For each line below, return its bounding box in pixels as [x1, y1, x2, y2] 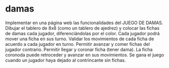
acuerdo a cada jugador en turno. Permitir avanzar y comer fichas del [5, 41, 150, 47]
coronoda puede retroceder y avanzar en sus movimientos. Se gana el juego [5, 51, 164, 58]
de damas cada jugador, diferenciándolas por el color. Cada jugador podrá [5, 30, 160, 36]
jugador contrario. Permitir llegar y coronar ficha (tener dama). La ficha [5, 46, 153, 52]
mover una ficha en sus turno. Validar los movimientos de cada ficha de [5, 36, 154, 42]
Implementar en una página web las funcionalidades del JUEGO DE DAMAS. [5, 20, 163, 26]
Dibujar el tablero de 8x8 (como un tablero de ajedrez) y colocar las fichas [5, 25, 160, 31]
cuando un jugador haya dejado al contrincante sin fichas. [5, 57, 126, 63]
